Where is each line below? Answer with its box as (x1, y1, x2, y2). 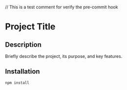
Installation (5, 68, 40, 76)
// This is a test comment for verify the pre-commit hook (5, 4, 118, 10)
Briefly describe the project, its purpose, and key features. (5, 54, 123, 59)
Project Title (5, 21, 56, 32)
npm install (5, 80, 29, 85)
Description (5, 40, 42, 49)
